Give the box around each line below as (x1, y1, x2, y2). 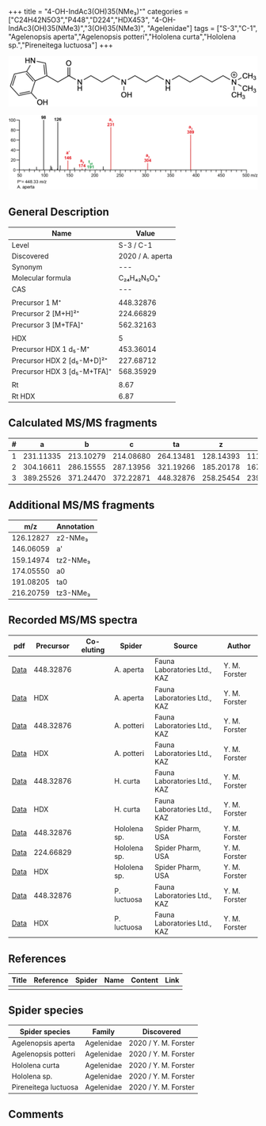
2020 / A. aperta (118, 251, 173, 261)
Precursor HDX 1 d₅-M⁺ (11, 345, 90, 354)
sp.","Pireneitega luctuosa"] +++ (8, 40, 113, 50)
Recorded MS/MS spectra (8, 613, 139, 627)
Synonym (11, 262, 43, 272)
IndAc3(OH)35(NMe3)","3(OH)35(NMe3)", (8, 24, 146, 32)
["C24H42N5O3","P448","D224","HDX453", (8, 15, 150, 25)
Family (92, 1026, 115, 1036)
